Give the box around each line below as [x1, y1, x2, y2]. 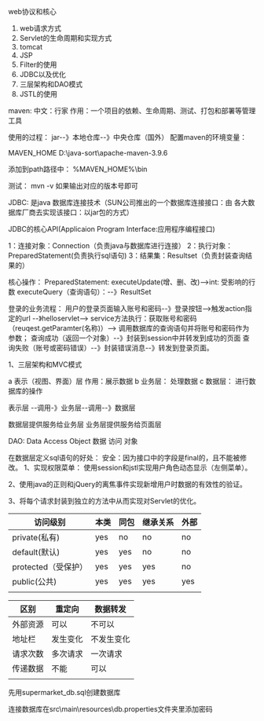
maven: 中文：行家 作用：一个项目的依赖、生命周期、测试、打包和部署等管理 [8, 106, 256, 115]
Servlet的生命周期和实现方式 [19, 34, 112, 42]
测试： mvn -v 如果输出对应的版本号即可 [8, 181, 139, 190]
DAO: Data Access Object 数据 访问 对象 [8, 437, 138, 445]
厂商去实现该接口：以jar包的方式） [21, 207, 134, 217]
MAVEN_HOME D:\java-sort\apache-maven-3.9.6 [8, 148, 168, 157]
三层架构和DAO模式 [19, 79, 83, 89]
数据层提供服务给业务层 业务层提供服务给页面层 [8, 419, 162, 429]
